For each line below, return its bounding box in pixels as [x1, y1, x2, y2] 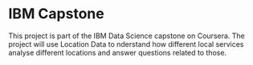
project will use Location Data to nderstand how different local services [8, 39, 244, 48]
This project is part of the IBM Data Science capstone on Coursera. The [8, 31, 245, 40]
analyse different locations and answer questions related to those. [8, 48, 227, 57]
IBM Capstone [8, 5, 104, 23]
